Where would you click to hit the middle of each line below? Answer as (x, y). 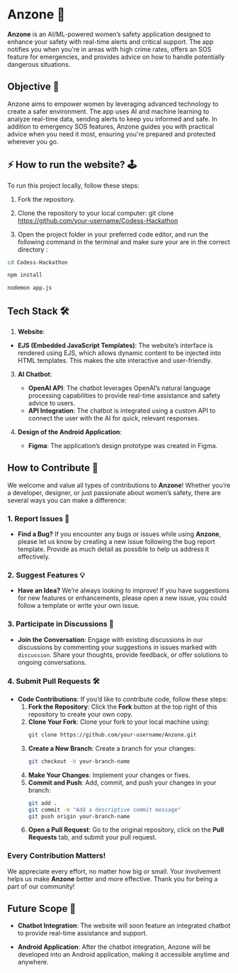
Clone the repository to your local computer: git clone (96, 213)
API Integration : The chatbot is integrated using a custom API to (122, 411)
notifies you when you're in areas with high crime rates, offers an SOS (109, 49)
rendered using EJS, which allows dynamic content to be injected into (119, 353)
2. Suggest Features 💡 (46, 575)
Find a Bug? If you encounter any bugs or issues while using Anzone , (119, 534)
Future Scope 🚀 (42, 909)
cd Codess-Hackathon (38, 262)
